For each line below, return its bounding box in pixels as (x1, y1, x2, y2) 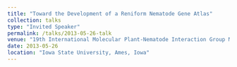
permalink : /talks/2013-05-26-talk (7, 29, 112, 37)
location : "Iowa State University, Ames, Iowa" (7, 50, 150, 57)
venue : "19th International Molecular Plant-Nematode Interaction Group (7, 36, 226, 43)
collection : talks (7, 17, 61, 24)
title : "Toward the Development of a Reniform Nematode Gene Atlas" (7, 10, 213, 17)
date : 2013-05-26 (7, 43, 59, 50)
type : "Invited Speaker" (7, 23, 80, 30)
